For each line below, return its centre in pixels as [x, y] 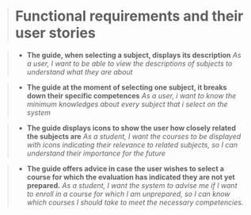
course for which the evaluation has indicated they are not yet [131, 177]
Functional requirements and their [129, 16]
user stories [55, 33]
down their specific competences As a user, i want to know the [131, 95]
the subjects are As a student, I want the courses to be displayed [134, 136]
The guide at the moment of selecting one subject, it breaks [127, 87]
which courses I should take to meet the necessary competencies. [135, 202]
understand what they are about [80, 71]
